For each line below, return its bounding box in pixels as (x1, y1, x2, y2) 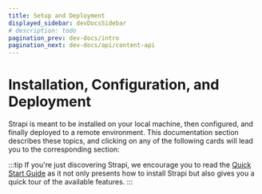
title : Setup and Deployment (8, 11, 105, 20)
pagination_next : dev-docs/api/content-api (8, 42, 156, 49)
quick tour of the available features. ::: (8, 177, 133, 187)
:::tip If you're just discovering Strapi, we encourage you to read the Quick (8, 160, 252, 170)
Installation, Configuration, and (8, 76, 220, 94)
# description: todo (8, 26, 77, 34)
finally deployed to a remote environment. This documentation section (8, 128, 240, 137)
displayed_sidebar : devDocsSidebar (8, 19, 127, 27)
